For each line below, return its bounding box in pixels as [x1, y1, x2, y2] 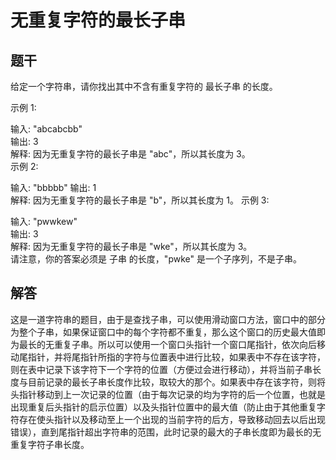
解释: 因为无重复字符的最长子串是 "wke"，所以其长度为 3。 [10, 241, 253, 252]
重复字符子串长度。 [10, 438, 90, 450]
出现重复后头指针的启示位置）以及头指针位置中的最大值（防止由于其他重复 [10, 401, 317, 413]
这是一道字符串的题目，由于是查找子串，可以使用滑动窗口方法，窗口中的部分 [10, 313, 326, 325]
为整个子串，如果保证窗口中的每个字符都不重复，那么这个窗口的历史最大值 [10, 326, 317, 338]
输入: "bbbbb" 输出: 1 [10, 182, 97, 193]
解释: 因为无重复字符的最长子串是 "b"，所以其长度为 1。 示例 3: [10, 194, 270, 206]
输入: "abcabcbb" [10, 123, 83, 135]
